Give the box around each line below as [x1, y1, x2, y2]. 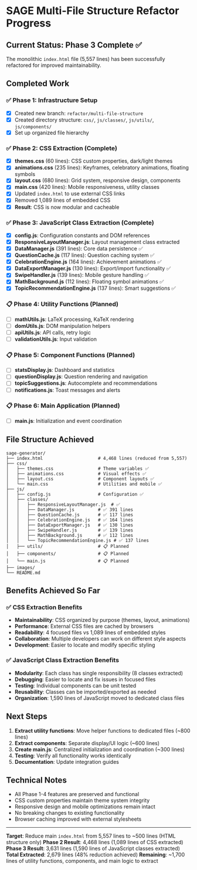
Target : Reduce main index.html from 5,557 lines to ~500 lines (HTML [6, 832, 176, 839]
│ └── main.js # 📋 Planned [6, 558, 129, 564]
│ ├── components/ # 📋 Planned [6, 550, 129, 557]
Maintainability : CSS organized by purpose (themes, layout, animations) [14, 617, 190, 624]
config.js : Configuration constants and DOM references [14, 232, 150, 239]
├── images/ [6, 564, 35, 570]
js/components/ [14, 124, 52, 130]
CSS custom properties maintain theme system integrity [14, 797, 150, 804]
